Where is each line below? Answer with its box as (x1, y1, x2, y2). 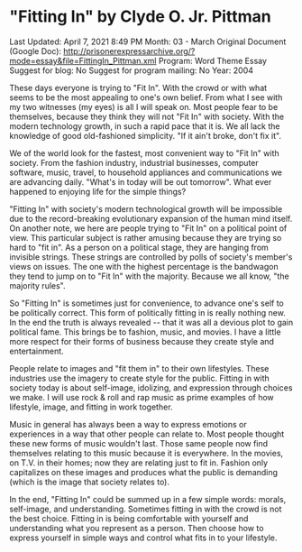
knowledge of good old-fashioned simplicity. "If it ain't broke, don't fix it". (9, 130, 282, 141)
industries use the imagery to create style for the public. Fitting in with (9, 373, 270, 383)
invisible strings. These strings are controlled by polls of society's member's (9, 251, 293, 262)
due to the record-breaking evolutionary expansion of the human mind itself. (9, 213, 293, 224)
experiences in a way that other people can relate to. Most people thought (9, 428, 285, 439)
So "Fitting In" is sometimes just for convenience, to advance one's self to (9, 298, 284, 308)
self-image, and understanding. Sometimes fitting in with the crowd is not (9, 503, 282, 514)
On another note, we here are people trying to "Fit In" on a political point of (9, 223, 288, 234)
